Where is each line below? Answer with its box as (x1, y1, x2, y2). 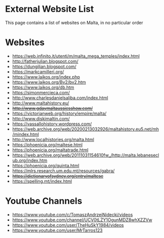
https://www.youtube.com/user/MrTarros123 (12, 227, 103, 233)
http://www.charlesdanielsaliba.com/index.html (12, 95, 108, 101)
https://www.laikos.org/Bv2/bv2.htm (12, 79, 86, 85)
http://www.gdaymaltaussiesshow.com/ (12, 105, 93, 111)
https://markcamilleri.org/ (12, 69, 64, 75)
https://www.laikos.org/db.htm (12, 84, 74, 90)
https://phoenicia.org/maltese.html (12, 141, 83, 148)
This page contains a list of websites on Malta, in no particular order (5, 20, 143, 26)
